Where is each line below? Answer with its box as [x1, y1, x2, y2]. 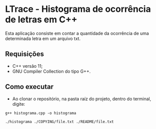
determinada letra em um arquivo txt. [5, 36, 81, 42]
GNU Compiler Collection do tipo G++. [12, 68, 91, 74]
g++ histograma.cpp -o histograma [5, 110, 77, 116]
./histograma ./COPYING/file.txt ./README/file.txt [5, 119, 114, 124]
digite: [12, 101, 26, 107]
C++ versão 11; [12, 63, 43, 69]
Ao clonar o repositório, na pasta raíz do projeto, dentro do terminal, [12, 95, 152, 102]
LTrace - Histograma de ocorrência [5, 3, 151, 15]
